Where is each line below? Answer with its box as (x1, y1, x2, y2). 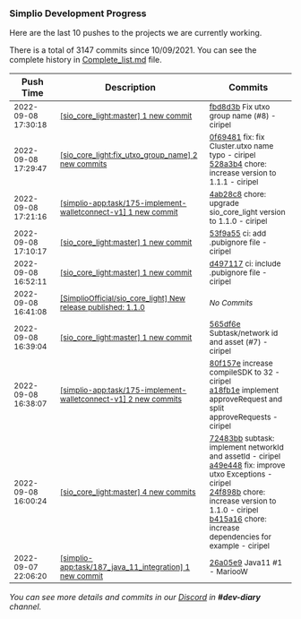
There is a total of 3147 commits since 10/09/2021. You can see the (9, 45, 257, 56)
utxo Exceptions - (209, 469, 273, 479)
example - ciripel (209, 541, 271, 551)
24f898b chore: (209, 487, 266, 497)
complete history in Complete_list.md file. (9, 55, 163, 65)
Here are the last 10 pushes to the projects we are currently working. (9, 28, 262, 39)
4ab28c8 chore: (209, 189, 267, 200)
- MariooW (209, 567, 248, 577)
